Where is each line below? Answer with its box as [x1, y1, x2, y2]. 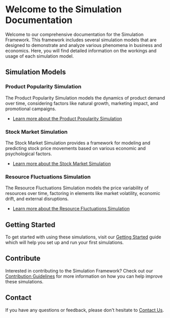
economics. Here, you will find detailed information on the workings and [5, 47, 157, 54]
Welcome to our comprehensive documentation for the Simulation [5, 31, 144, 37]
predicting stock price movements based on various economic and [5, 145, 146, 151]
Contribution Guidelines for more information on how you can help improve [5, 273, 163, 279]
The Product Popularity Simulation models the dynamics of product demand [5, 94, 165, 101]
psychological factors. [5, 151, 52, 157]
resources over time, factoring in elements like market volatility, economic [5, 190, 161, 197]
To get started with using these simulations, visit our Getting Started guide [5, 234, 162, 240]
